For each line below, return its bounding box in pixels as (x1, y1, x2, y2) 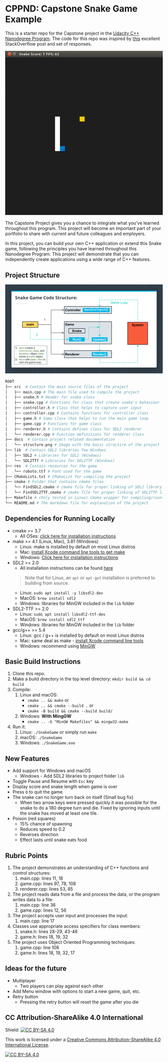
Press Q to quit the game (12, 789, 63, 795)
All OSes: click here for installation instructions (19, 533, 116, 539)
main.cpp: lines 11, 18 (19, 875, 63, 881)
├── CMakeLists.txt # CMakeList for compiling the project (5, 474, 131, 479)
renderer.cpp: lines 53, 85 (19, 886, 73, 892)
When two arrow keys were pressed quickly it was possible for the (19, 800, 157, 806)
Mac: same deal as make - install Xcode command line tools (19, 637, 144, 644)
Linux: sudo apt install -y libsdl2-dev (19, 590, 103, 596)
